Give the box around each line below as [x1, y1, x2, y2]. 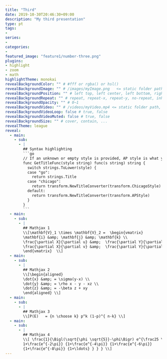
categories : [5, 44, 30, 49]
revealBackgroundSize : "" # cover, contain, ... [5, 118, 108, 124]
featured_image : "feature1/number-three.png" [5, 53, 101, 59]
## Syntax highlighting [23, 147, 72, 152]
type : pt [5, 21, 23, 26]
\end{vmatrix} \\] [23, 249, 64, 254]
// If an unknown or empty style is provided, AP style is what [23, 156, 159, 161]
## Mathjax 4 [23, 333, 50, 338]
